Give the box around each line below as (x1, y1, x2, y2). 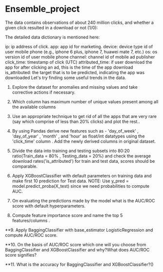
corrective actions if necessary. (12, 89, 75, 95)
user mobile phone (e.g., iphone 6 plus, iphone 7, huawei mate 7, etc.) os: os (5, 49, 158, 55)
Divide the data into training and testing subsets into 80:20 (12, 148, 130, 154)
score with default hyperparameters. (12, 203, 86, 209)
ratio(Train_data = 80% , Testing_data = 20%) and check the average (12, 153, 151, 159)
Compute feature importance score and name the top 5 (12, 212, 123, 218)
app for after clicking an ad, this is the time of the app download (5, 64, 133, 70)
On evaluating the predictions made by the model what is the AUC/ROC (12, 197, 155, 203)
